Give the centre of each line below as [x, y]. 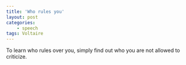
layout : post [22, 17]
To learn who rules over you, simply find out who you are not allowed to [93, 50]
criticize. [17, 57]
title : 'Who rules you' [35, 12]
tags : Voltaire [25, 34]
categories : [21, 22]
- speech [27, 28]
